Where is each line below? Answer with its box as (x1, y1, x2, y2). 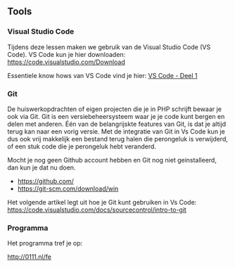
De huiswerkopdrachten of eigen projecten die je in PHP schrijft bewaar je (7, 105, 222, 113)
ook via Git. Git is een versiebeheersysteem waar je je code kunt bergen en (7, 112, 225, 120)
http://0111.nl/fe (7, 253, 51, 261)
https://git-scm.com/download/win (17, 184, 119, 193)
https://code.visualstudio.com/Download (7, 58, 125, 66)
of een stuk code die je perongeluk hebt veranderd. (7, 142, 157, 151)
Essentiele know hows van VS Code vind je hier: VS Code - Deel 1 (7, 71, 198, 79)
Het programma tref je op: (7, 239, 83, 248)
